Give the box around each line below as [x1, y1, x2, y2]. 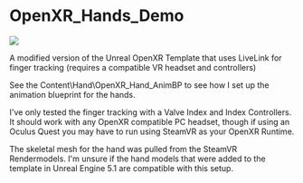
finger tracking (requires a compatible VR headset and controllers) [9, 62, 257, 72]
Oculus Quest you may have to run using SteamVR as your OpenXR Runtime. [9, 126, 295, 137]
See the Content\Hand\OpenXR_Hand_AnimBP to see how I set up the [9, 79, 270, 91]
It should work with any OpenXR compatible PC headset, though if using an [9, 116, 290, 127]
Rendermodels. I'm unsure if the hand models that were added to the [9, 153, 266, 164]
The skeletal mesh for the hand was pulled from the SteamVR [9, 143, 238, 154]
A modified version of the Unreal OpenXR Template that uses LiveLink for [9, 52, 282, 63]
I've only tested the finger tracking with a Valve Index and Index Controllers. [9, 106, 292, 118]
